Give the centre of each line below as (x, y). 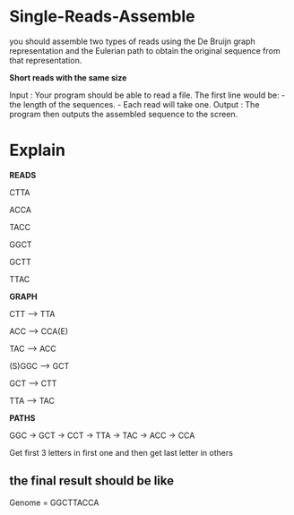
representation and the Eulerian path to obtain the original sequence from (145, 50)
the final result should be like (92, 481)
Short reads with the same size (68, 77)
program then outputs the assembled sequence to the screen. (124, 114)
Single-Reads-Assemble (102, 17)
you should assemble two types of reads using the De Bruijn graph (132, 41)
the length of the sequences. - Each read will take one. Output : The (134, 104)
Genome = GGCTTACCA (54, 502)
